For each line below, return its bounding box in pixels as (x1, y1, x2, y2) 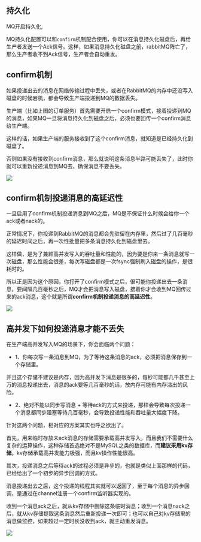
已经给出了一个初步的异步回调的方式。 (6, 469, 100, 477)
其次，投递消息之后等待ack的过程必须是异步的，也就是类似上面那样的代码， (6, 462, 193, 469)
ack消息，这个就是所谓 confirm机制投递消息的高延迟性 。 (16, 293, 156, 300)
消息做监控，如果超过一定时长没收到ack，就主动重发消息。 (6, 517, 151, 525)
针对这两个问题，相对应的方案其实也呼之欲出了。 (6, 421, 127, 429)
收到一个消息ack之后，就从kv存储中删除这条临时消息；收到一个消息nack (6, 502, 185, 510)
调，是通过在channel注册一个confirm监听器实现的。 (6, 490, 135, 497)
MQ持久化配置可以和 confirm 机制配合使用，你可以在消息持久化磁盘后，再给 (6, 35, 191, 43)
